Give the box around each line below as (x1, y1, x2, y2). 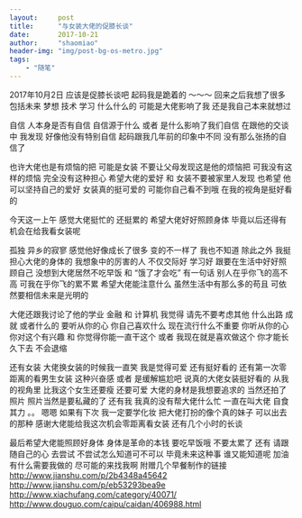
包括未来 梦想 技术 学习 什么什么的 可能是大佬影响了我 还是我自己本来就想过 (9, 100, 291, 111)
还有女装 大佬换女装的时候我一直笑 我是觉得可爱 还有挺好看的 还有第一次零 (9, 361, 287, 372)
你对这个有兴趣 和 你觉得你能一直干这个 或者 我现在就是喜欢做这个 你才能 (9, 331, 281, 342)
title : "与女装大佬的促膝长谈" (9, 22, 133, 31)
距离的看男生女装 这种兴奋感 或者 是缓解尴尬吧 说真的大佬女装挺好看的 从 (9, 373, 281, 384)
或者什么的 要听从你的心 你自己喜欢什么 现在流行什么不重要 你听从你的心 (19, 320, 289, 331)
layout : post (9, 13, 75, 23)
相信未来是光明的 (24, 289, 88, 300)
